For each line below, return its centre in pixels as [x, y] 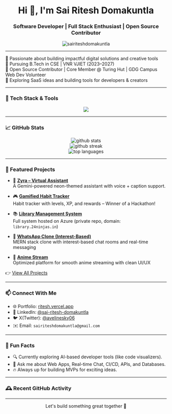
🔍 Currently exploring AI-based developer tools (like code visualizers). [87, 357]
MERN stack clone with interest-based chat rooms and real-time [80, 242]
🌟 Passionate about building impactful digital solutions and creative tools [82, 59]
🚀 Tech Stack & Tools [32, 98]
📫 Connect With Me [31, 293]
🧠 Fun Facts [20, 346]
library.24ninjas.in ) [35, 226]
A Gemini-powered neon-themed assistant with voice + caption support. [89, 186]
